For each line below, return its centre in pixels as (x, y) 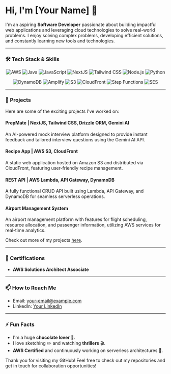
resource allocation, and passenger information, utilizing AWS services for (83, 225)
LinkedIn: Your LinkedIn (37, 306)
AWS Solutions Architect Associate (51, 269)
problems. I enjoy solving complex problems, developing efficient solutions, (84, 35)
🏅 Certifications (25, 258)
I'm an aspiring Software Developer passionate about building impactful (81, 24)
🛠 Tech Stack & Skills (32, 59)
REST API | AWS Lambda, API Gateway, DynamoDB (60, 180)
